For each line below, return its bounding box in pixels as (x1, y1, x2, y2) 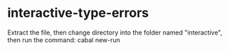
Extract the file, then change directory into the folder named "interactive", (7, 28, 223, 37)
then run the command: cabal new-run (7, 35, 121, 44)
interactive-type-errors (7, 5, 149, 21)
